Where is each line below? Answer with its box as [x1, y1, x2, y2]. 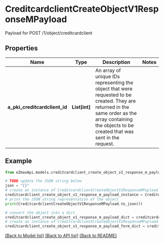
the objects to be [95, 122, 134, 129]
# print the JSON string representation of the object [5, 197, 119, 201]
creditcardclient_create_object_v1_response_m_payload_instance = [5, 192, 143, 198]
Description [102, 59, 130, 66]
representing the [95, 79, 133, 86]
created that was [95, 128, 134, 135]
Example [5, 157, 32, 165]
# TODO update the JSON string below [5, 178, 82, 184]
